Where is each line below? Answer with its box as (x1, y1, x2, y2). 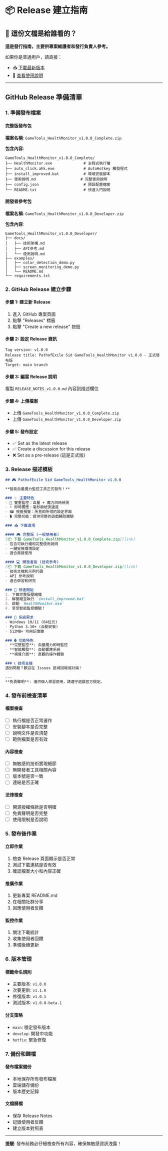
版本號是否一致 (12, 773, 43, 779)
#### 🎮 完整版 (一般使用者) (5, 532, 59, 537)
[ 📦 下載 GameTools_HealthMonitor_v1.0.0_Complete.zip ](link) (5, 536, 136, 541)
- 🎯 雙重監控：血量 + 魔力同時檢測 (5, 500, 69, 505)
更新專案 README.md (12, 892, 57, 898)
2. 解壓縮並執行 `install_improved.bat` (5, 596, 86, 601)
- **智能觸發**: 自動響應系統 (5, 647, 61, 652)
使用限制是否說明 (12, 816, 48, 822)
